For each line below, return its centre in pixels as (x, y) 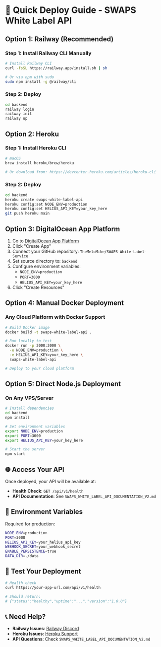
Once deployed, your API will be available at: (51, 482)
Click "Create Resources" (38, 287)
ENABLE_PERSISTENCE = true (31, 551)
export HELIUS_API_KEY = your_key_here (44, 440)
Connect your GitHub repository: (46, 251)
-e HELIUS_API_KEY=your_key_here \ (46, 355)
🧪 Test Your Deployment (43, 571)
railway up (16, 119)
